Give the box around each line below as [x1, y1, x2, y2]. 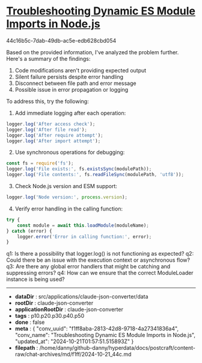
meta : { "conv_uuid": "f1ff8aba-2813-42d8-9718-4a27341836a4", [14, 325, 179, 332]
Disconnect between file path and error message [14, 80, 136, 87]
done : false [14, 318, 45, 326]
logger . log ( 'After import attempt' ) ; [6, 137, 101, 144]
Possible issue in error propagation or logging [14, 86, 129, 93]
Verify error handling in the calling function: [14, 205, 123, 212]
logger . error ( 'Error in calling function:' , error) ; [17, 233, 152, 239]
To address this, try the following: [6, 98, 89, 105]
